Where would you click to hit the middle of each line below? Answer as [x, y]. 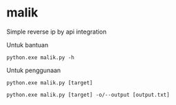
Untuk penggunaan [34, 70]
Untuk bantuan [27, 45]
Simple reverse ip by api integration [57, 32]
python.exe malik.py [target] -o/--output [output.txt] [88, 95]
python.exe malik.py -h [41, 57]
